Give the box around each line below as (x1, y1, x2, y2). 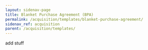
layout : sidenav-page (5, 7, 51, 13)
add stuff (5, 40, 24, 46)
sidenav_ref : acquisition (5, 21, 60, 27)
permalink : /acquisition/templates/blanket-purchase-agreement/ (5, 17, 143, 22)
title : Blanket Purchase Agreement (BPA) (5, 12, 94, 17)
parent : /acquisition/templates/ (5, 26, 76, 31)
